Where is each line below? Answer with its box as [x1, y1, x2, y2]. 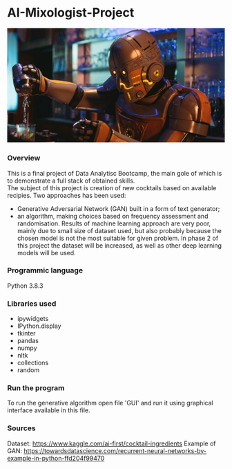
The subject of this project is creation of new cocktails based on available [7, 183, 217, 192]
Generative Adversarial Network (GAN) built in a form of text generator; [17, 204, 220, 212]
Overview [7, 154, 41, 163]
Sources [7, 423, 36, 433]
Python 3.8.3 [7, 282, 43, 290]
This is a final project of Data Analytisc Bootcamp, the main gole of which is [7, 169, 222, 177]
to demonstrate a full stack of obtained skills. [7, 176, 135, 185]
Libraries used [7, 299, 57, 309]
